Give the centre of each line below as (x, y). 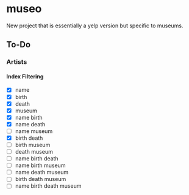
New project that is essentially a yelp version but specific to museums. (95, 26)
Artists (17, 62)
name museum (34, 131)
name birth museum (40, 165)
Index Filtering (25, 76)
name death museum (42, 173)
